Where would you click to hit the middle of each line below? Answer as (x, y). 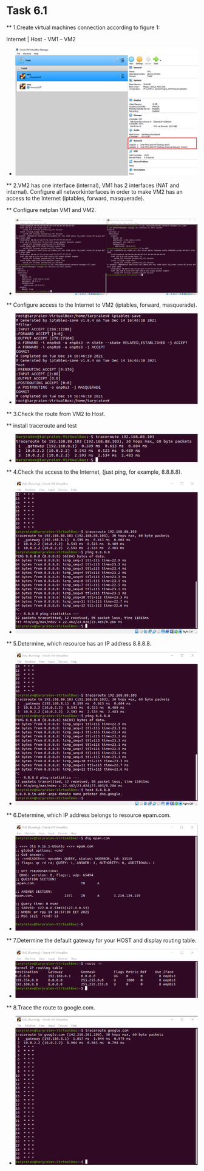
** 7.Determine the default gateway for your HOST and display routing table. (101, 941)
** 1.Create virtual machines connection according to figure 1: (83, 27)
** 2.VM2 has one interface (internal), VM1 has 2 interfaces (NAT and (93, 185)
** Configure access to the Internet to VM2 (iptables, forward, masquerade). (102, 305)
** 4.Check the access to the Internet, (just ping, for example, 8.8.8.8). (94, 472)
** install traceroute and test (42, 425)
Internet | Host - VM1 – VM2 (41, 39)
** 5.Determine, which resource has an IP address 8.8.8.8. (79, 644)
